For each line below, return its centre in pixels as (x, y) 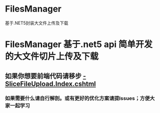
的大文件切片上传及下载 (52, 56)
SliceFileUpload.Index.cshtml (50, 84)
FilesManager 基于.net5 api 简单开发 (79, 44)
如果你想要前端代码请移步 (43, 76)
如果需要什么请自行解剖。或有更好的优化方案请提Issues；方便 (78, 98)
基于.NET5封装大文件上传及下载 (37, 23)
